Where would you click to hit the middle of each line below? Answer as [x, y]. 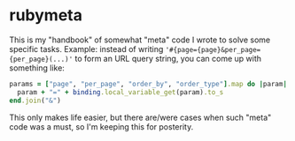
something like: [37, 68]
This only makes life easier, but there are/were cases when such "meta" [140, 117]
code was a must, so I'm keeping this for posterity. [101, 126]
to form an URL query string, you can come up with [168, 58]
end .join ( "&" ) [35, 100]
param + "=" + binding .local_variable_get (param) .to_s [120, 92]
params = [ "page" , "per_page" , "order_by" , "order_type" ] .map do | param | [148, 84]
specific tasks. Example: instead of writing [86, 48]
